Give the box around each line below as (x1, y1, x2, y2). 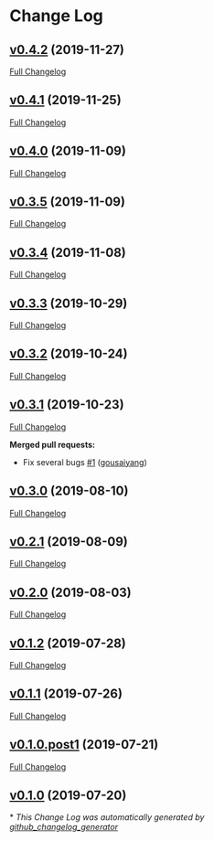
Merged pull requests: (9, 439, 96, 450)
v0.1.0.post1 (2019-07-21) (9, 737, 159, 752)
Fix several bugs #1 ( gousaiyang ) (22, 456, 148, 467)
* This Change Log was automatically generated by (9, 812, 205, 823)
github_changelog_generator (9, 822, 119, 833)
